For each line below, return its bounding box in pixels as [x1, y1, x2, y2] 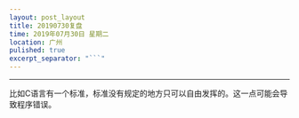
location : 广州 [9, 37, 63, 47]
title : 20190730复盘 [9, 21, 83, 30]
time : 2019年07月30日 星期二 [9, 29, 109, 38]
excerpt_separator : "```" [9, 54, 105, 63]
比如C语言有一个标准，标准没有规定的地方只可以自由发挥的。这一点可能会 [9, 88, 280, 98]
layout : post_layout [9, 12, 86, 22]
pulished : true [9, 46, 66, 55]
